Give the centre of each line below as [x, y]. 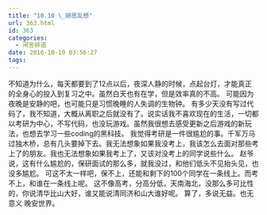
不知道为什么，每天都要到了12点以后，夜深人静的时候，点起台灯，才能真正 [130, 84]
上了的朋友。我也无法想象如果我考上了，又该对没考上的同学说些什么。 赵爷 [131, 153]
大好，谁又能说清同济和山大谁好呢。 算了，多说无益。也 [155, 193]
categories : [28, 38]
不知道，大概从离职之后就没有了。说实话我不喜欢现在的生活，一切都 [147, 113]
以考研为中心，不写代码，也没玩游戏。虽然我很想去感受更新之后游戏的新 [126, 123]
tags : [17, 61]
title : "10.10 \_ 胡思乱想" [50, 16]
